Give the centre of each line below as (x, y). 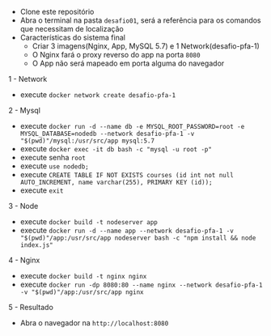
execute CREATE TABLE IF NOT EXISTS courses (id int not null (127, 174)
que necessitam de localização (72, 29)
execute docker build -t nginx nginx (83, 276)
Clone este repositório (57, 12)
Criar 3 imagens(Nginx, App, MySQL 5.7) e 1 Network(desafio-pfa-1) (146, 46)
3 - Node (23, 206)
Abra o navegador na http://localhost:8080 (94, 323)
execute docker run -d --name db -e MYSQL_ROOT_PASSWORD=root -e (132, 126)
